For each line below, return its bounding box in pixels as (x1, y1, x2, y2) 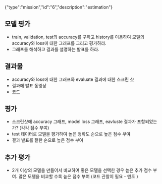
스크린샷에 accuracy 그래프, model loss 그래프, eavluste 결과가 (11, 119, 136, 124)
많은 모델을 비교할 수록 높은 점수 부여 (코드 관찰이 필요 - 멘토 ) (18, 174, 138, 180)
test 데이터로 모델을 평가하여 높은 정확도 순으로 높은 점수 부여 (11, 131, 131, 137)
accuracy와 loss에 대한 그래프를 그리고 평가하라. (11, 40, 107, 46)
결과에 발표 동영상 (11, 82, 47, 88)
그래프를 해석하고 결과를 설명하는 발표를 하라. (11, 46, 100, 52)
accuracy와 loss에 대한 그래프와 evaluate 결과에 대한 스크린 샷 (11, 76, 134, 82)
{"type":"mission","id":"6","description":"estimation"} (4, 4, 113, 10)
